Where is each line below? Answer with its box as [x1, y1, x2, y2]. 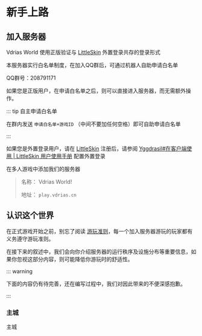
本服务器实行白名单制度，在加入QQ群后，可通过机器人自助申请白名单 [6, 62, 178, 68]
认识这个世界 [6, 210, 54, 221]
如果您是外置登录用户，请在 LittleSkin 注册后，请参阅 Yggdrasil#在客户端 [6, 145, 187, 152]
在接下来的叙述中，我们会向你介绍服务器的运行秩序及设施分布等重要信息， [6, 248, 191, 255]
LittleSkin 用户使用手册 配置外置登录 [16, 152, 106, 160]
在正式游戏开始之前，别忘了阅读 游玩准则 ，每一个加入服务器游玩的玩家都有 [6, 227, 193, 234]
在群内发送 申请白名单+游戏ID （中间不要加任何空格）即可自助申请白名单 [6, 120, 181, 128]
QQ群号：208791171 [6, 74, 56, 82]
